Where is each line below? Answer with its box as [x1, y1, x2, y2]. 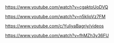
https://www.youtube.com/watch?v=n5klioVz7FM [5, 14, 106, 19]
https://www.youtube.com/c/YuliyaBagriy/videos [5, 23, 104, 29]
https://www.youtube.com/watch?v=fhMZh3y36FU [5, 33, 109, 38]
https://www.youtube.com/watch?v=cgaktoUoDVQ [5, 4, 109, 10]
